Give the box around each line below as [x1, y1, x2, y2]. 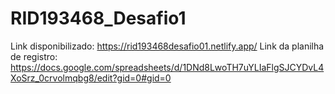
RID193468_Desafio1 [10, 7, 187, 30]
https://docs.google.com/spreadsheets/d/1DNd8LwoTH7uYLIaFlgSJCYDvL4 [10, 61, 325, 73]
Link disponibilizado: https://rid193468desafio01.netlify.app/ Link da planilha [10, 40, 325, 52]
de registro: [10, 50, 58, 62]
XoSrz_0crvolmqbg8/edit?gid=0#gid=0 [10, 72, 172, 84]
